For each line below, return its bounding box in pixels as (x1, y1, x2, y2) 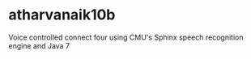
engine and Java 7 (8, 40, 70, 50)
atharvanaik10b (8, 6, 116, 24)
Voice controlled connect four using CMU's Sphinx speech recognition (8, 32, 244, 42)
